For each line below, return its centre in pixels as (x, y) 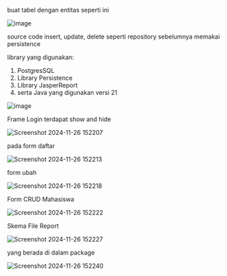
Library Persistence (45, 78)
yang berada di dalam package (51, 253)
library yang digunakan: (41, 57)
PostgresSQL (36, 71)
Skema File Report (33, 226)
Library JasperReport (47, 85)
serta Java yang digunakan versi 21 (67, 93)
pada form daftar (31, 146)
